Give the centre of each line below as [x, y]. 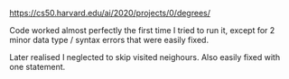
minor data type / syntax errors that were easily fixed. [109, 40]
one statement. [37, 67]
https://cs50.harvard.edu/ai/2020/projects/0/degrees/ [110, 13]
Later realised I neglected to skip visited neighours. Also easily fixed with [145, 57]
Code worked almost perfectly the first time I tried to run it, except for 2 [142, 30]
